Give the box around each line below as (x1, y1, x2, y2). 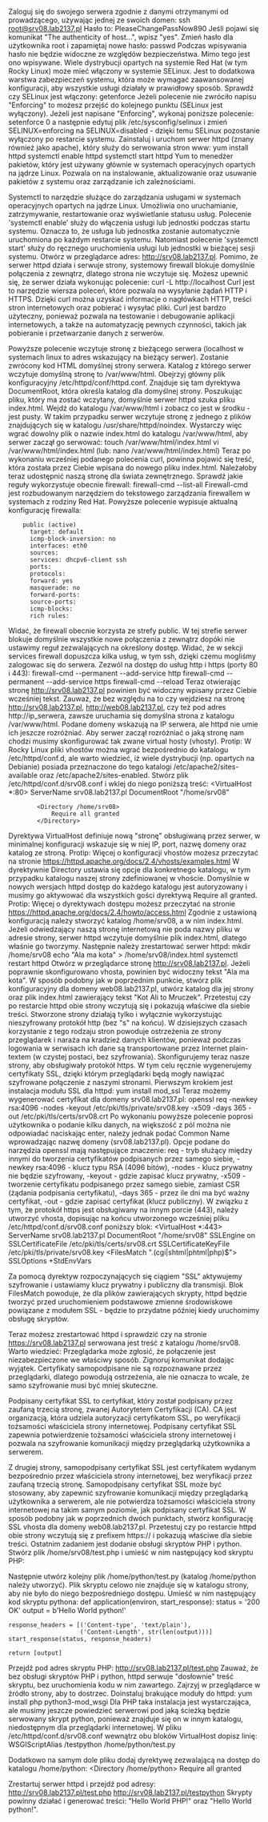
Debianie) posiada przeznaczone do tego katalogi (8, 762, 172, 771)
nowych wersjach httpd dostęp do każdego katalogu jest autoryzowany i (8, 882, 248, 891)
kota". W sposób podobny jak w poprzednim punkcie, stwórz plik (8, 975, 222, 985)
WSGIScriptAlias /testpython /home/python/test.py (8, 1740, 176, 1749)
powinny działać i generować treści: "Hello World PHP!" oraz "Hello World (8, 1796, 252, 1805)
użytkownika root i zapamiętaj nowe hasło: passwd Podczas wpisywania (8, 41, 247, 50)
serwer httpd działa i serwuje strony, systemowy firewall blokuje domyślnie (8, 260, 255, 270)
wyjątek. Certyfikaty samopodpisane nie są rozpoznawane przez (8, 1363, 222, 1373)
